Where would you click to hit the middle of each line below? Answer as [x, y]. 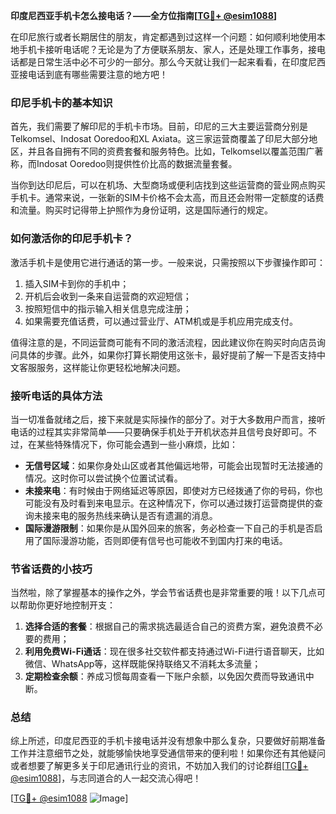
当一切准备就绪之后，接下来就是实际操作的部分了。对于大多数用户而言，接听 [168, 419]
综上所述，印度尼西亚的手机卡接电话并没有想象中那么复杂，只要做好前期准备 [168, 741]
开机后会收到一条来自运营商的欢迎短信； [108, 296]
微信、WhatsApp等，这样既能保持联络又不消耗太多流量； [143, 664]
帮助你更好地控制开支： [67, 605]
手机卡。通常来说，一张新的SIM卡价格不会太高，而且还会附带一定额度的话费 [167, 198]
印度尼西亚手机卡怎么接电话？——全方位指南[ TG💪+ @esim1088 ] [144, 15]
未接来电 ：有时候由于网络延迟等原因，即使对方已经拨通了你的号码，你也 [173, 490]
